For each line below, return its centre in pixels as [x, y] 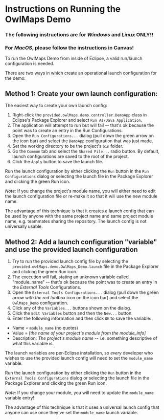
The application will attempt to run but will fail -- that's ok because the [83, 125]
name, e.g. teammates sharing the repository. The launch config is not [76, 221]
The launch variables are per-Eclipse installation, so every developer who [79, 353]
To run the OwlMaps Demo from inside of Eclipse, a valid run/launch [74, 58]
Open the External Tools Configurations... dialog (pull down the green [85, 292]
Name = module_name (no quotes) [45, 328]
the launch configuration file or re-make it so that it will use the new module [81, 196]
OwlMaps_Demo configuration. [40, 303]
